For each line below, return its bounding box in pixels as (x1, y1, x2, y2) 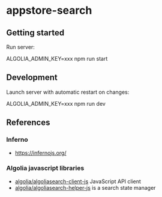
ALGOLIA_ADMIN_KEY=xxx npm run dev (6, 100, 106, 107)
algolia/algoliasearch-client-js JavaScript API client (14, 178, 141, 185)
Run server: (6, 43, 35, 50)
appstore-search (6, 4, 92, 17)
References (6, 118, 50, 128)
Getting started (6, 28, 65, 38)
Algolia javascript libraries (6, 164, 85, 172)
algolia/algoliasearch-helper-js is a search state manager (14, 184, 156, 191)
